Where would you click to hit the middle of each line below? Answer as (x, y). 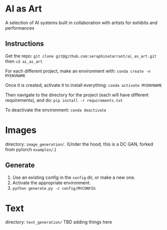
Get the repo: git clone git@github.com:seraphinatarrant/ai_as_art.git (81, 56)
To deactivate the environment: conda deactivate (56, 110)
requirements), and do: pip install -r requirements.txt (64, 100)
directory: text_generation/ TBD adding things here (59, 222)
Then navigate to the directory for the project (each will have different (77, 95)
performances (20, 28)
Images (21, 130)
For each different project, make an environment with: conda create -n (78, 71)
